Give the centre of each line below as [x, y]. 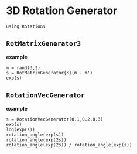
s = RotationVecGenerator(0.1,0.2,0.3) [55, 119]
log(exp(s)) [20, 129]
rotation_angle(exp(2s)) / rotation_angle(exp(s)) [69, 145]
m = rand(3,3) [23, 68]
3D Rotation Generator [62, 11]
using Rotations [26, 26]
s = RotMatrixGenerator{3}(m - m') [49, 73]
